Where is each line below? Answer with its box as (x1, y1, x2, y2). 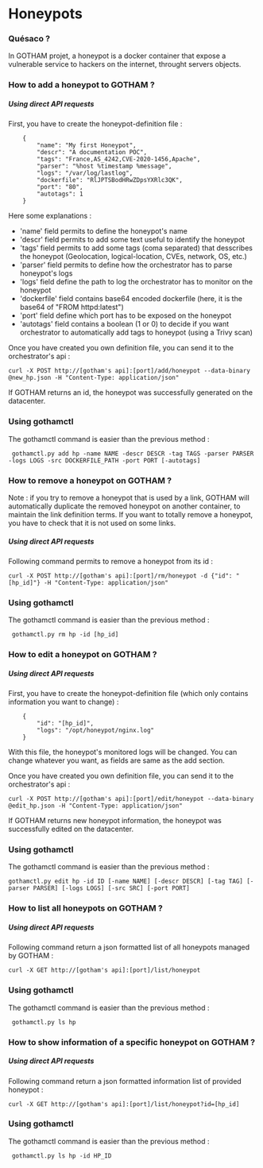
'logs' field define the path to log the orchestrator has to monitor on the (19, 277, 253, 287)
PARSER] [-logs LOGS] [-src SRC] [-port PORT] (33, 884, 191, 892)
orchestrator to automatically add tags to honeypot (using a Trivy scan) (19, 327, 253, 338)
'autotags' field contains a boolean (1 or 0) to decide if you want (19, 319, 229, 329)
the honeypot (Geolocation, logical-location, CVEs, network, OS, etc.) (19, 252, 248, 261)
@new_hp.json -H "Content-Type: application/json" (8, 374, 180, 382)
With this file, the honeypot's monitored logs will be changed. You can (8, 748, 238, 757)
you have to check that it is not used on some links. (8, 518, 176, 528)
